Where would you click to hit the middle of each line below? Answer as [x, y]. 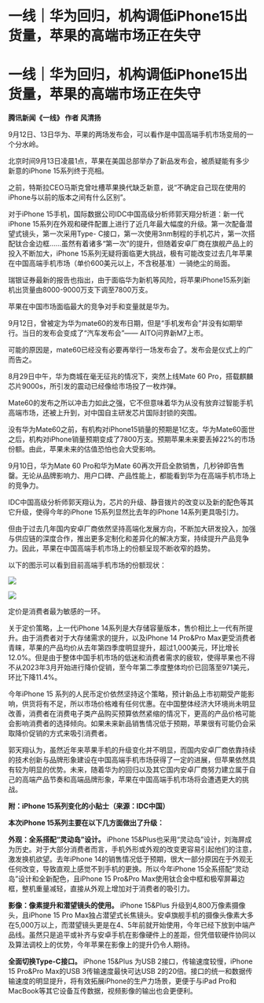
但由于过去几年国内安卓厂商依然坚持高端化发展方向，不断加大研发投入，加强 [132, 529]
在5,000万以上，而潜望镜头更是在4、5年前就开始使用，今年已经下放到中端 [128, 925]
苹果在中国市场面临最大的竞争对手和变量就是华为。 [91, 307]
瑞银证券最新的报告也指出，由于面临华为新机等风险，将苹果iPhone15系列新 [129, 280]
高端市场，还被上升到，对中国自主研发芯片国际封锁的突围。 [104, 413]
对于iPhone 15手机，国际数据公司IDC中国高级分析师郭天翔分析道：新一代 [126, 214]
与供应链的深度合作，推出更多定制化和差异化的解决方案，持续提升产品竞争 [128, 539]
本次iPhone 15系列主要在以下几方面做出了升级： [86, 823]
